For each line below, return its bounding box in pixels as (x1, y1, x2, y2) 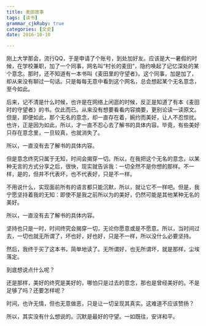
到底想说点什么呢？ (6, 266, 55, 273)
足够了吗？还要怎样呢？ (6, 287, 66, 294)
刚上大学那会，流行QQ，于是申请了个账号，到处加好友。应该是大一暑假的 (6, 55, 192, 62)
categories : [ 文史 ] (6, 26, 55, 32)
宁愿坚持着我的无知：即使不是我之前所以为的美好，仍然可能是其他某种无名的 (6, 191, 200, 199)
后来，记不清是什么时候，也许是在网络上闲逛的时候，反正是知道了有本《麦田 (6, 99, 200, 106)
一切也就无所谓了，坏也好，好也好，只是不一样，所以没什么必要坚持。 (17, 232, 194, 240)
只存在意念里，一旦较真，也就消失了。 (6, 129, 103, 137)
